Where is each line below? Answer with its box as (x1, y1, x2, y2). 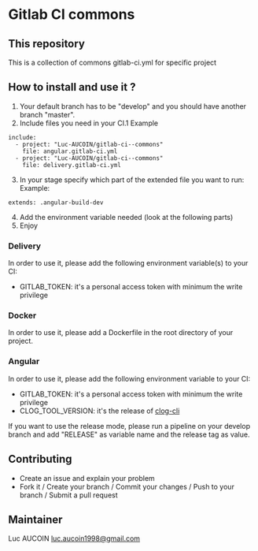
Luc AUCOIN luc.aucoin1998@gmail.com (8, 534, 140, 543)
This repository (8, 37, 85, 50)
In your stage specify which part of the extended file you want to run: (19, 175, 245, 184)
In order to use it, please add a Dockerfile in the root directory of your (8, 328, 234, 337)
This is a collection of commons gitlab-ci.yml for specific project (8, 58, 217, 67)
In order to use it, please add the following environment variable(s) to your (8, 259, 249, 268)
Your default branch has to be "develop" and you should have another (19, 101, 246, 111)
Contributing (8, 452, 72, 466)
